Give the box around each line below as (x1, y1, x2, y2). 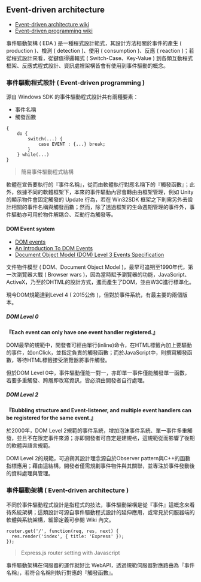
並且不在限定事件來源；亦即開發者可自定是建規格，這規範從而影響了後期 (16, 434, 195, 442)
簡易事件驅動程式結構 (20, 168, 74, 176)
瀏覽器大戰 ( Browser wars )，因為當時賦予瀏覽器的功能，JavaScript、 (16, 271, 190, 278)
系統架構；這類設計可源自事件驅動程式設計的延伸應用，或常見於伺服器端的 (11, 508, 195, 515)
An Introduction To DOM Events (14, 245, 93, 252)
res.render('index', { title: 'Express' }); (11, 533, 124, 539)
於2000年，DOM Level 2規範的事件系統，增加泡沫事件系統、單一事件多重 (6, 427, 187, 434)
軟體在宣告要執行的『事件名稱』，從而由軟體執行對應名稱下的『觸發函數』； (6, 181, 190, 188)
